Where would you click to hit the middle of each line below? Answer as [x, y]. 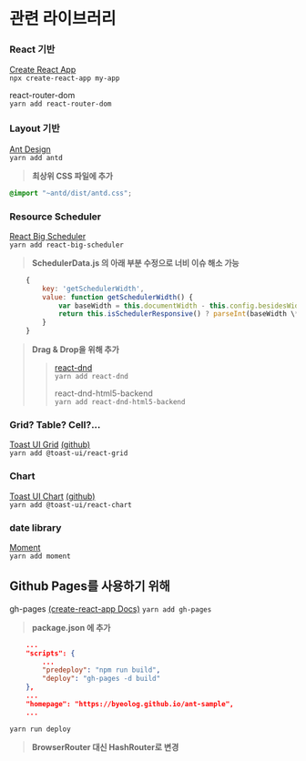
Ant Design [31, 149]
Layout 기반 [35, 128]
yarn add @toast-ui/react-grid [69, 453]
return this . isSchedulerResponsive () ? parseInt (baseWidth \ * [178, 314]
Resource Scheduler [56, 217]
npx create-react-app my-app [65, 78]
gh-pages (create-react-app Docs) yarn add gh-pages [111, 609]
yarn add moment [40, 556]
